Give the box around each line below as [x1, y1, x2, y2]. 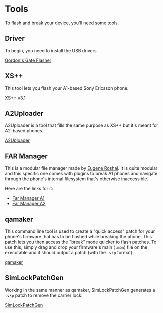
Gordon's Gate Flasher [5, 57, 52, 63]
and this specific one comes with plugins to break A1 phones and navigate [5, 171, 158, 177]
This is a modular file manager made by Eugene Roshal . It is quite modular [5, 165, 158, 171]
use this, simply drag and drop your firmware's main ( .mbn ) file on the [5, 244, 148, 250]
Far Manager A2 [12, 201, 46, 207]
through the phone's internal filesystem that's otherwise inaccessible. [5, 176, 149, 182]
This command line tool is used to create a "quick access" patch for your [5, 228, 155, 234]
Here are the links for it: [5, 186, 54, 192]
